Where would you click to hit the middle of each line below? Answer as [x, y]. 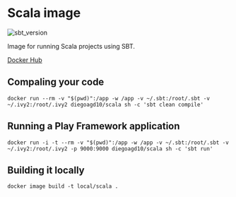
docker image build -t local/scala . [63, 186]
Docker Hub [25, 60]
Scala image [44, 13]
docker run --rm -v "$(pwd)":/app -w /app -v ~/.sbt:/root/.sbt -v [109, 98]
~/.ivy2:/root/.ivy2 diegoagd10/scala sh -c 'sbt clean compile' [105, 105]
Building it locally [46, 170]
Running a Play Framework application [94, 126]
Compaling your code [56, 82]
